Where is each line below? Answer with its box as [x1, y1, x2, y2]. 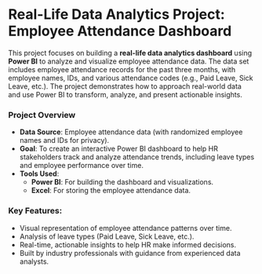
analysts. [19, 257, 49, 266]
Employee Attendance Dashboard [8, 22, 232, 40]
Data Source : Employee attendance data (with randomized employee [19, 127, 243, 137]
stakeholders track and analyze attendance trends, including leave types [19, 152, 255, 162]
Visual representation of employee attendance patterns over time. [19, 223, 232, 232]
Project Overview [8, 109, 76, 120]
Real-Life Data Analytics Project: [8, 5, 225, 24]
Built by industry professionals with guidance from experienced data [19, 248, 241, 258]
